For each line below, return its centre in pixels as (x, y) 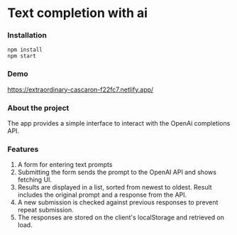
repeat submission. (46, 210)
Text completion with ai (77, 13)
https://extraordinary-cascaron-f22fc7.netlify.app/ (81, 89)
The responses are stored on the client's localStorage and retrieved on (121, 217)
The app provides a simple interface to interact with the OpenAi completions (119, 124)
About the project (38, 108)
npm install (25, 50)
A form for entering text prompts (65, 165)
